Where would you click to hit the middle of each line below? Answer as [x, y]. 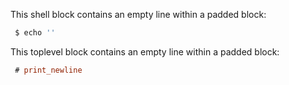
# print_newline [48, 70]
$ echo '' [35, 33]
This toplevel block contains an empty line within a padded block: [145, 51]
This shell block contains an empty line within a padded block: [138, 14]
